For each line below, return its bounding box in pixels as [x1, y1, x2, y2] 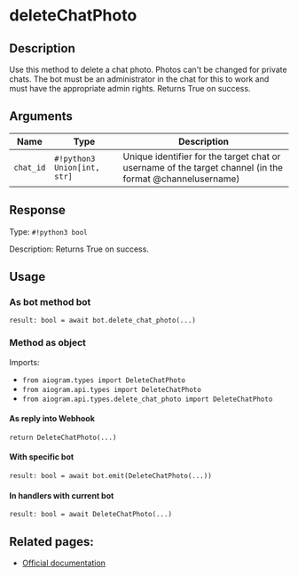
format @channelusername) [122, 172, 240, 185]
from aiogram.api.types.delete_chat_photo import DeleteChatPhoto [21, 395, 273, 404]
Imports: [9, 356, 40, 367]
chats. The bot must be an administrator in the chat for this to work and [9, 74, 270, 84]
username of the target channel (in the [122, 161, 284, 173]
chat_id [13, 162, 46, 172]
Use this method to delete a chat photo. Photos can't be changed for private [9, 64, 287, 75]
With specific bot [9, 452, 74, 462]
